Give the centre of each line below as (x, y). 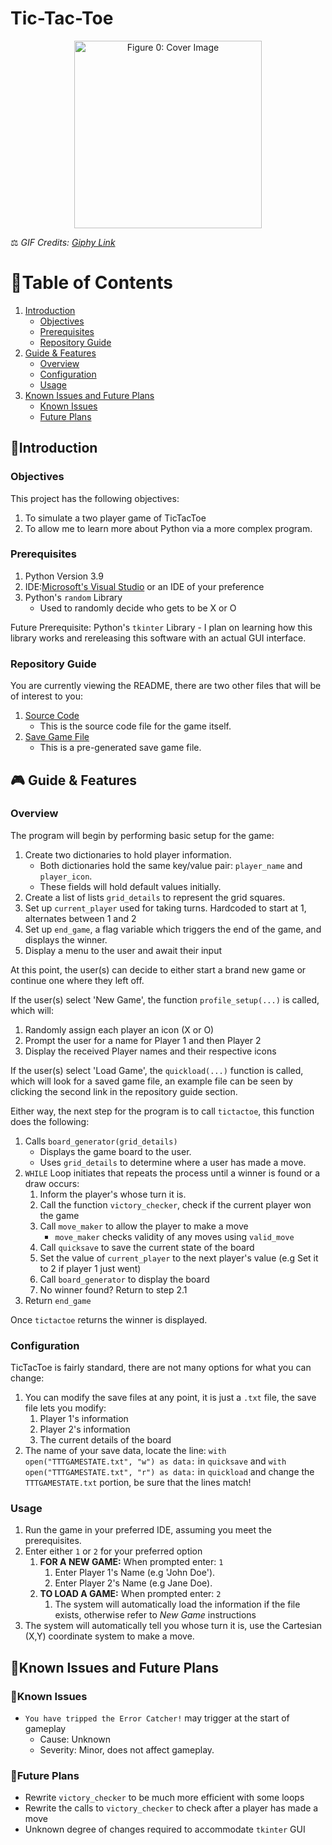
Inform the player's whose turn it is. (113, 1194)
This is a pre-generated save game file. (120, 748)
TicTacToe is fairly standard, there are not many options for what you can (161, 1368)
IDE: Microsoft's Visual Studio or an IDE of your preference (144, 586)
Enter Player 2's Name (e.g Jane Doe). (133, 1583)
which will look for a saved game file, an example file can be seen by (151, 1081)
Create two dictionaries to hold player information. (128, 854)
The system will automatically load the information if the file (177, 1604)
